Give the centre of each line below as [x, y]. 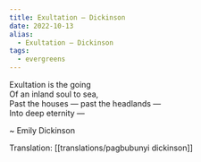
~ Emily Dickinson [42, 130]
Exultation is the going [50, 85]
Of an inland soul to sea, [54, 94]
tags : [19, 51]
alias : [21, 34]
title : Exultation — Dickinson [67, 17]
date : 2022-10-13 [42, 26]
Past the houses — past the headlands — [85, 103]
